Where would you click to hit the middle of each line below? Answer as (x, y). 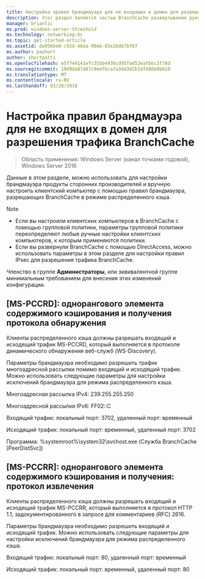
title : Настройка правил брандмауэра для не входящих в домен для (92, 12)
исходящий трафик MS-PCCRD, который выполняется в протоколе (93, 344)
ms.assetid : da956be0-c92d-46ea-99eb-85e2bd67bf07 (72, 47)
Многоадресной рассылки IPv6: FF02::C (59, 406)
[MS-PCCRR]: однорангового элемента (85, 467)
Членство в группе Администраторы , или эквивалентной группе (92, 271)
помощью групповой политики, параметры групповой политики (99, 227)
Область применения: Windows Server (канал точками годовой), (106, 159)
